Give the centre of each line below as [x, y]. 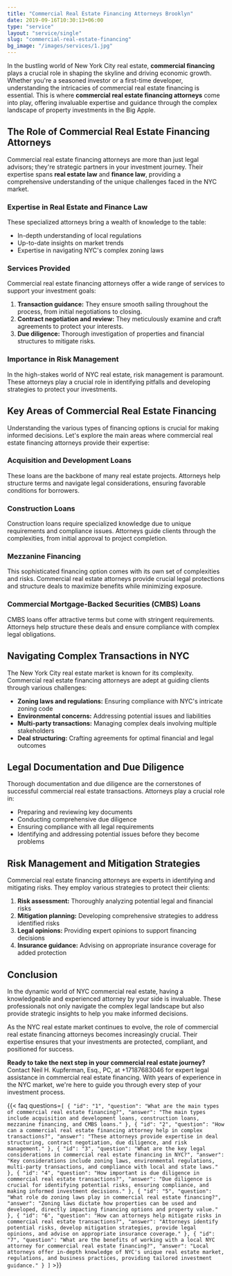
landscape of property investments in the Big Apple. [81, 110]
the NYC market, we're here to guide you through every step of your [105, 1084]
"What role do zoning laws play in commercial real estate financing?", [114, 1197]
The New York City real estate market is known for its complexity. [100, 673]
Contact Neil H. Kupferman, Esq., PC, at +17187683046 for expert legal [108, 1070]
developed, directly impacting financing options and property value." [113, 1209]
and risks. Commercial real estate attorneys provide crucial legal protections [116, 579]
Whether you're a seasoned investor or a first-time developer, [95, 80]
